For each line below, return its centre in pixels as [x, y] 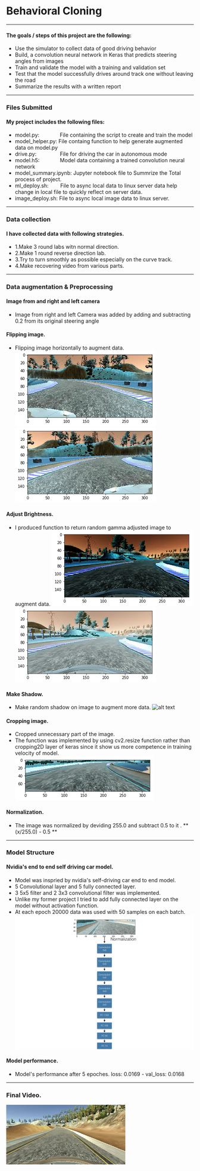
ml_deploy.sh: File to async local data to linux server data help [96, 186]
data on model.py [36, 148]
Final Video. [24, 1095]
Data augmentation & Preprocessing [60, 287]
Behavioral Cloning [54, 11]
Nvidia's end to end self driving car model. [60, 867]
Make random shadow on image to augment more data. [83, 707]
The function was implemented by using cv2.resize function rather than [102, 740]
